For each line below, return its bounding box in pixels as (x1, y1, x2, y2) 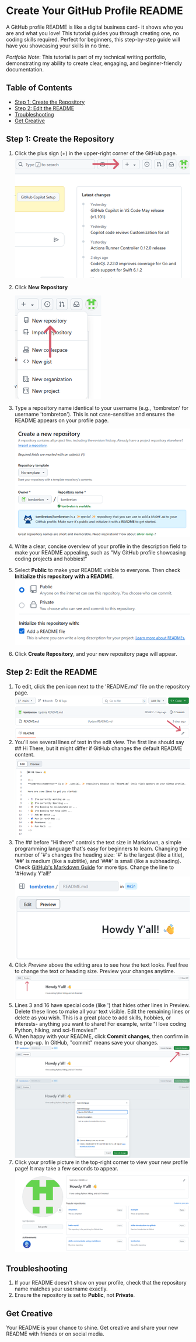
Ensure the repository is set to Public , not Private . (14, 1292, 135, 1299)
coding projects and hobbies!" (14, 555, 87, 563)
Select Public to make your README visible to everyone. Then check (14, 567, 181, 574)
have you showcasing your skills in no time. (6, 42, 111, 49)
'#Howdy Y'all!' (14, 870, 51, 877)
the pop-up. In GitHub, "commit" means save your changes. (14, 1039, 159, 1046)
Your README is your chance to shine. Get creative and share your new (6, 1324, 178, 1331)
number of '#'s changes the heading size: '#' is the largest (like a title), (14, 851, 184, 858)
